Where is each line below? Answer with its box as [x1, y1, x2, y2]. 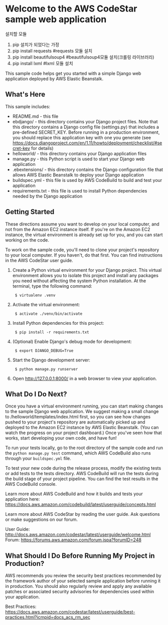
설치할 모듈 [5, 31, 27, 37]
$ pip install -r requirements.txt [15, 329, 89, 335]
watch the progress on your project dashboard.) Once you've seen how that [5, 430, 162, 436]
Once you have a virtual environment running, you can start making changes [5, 403, 163, 409]
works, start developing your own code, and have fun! [5, 435, 117, 441]
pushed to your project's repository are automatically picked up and [5, 419, 145, 425]
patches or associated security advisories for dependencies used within [5, 588, 154, 594]
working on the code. [5, 237, 49, 243]
